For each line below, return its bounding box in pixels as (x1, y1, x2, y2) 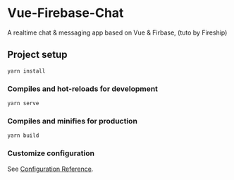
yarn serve (7, 100, 39, 107)
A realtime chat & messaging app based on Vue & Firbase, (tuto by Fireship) (7, 28, 228, 37)
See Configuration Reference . (7, 164, 94, 173)
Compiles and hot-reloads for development (7, 83, 159, 93)
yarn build (7, 132, 39, 139)
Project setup (7, 49, 68, 61)
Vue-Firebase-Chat (7, 5, 124, 21)
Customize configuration (7, 148, 95, 158)
